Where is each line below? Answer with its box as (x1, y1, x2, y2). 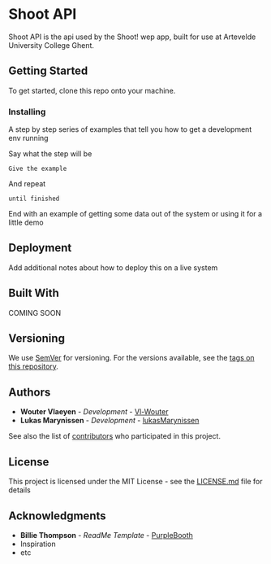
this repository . (8, 361, 59, 371)
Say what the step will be (8, 149, 92, 159)
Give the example (8, 164, 67, 173)
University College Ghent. (8, 40, 95, 50)
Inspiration (19, 539, 56, 549)
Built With (8, 286, 59, 300)
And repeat (8, 179, 46, 189)
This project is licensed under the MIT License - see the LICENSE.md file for (8, 477, 263, 487)
